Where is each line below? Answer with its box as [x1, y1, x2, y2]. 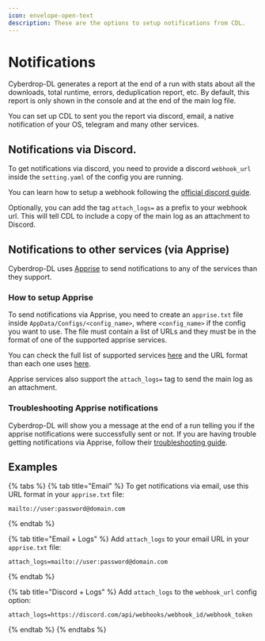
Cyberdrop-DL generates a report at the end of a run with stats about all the [8, 79, 256, 89]
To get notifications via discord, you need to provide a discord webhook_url [8, 164, 252, 174]
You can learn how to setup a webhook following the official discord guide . [8, 188, 252, 197]
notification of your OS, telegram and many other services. [8, 120, 199, 129]
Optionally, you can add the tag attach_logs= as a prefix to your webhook [8, 203, 248, 212]
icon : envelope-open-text [8, 11, 93, 20]
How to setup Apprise [8, 292, 93, 303]
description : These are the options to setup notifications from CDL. [8, 19, 246, 27]
